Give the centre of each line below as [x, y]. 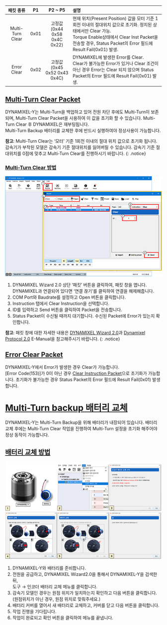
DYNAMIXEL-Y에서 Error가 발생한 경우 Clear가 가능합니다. [62, 367]
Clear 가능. [100, 31]
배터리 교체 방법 [28, 452]
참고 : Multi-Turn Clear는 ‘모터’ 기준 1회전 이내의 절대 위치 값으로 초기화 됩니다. [81, 141]
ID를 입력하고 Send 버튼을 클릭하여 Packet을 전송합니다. [67, 310]
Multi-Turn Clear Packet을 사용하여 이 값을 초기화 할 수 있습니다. [79, 118]
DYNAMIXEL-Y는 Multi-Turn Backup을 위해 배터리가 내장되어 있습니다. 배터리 [81, 422]
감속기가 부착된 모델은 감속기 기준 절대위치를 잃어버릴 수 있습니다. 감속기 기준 [80, 148]
